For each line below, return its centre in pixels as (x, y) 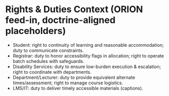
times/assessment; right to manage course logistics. (68, 83)
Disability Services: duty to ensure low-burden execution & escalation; (87, 67)
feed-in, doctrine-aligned (60, 20)
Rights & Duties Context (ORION (74, 9)
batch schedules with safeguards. (48, 61)
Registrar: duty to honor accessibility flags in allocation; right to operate (88, 56)
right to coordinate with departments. (52, 72)
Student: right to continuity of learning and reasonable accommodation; (88, 45)
